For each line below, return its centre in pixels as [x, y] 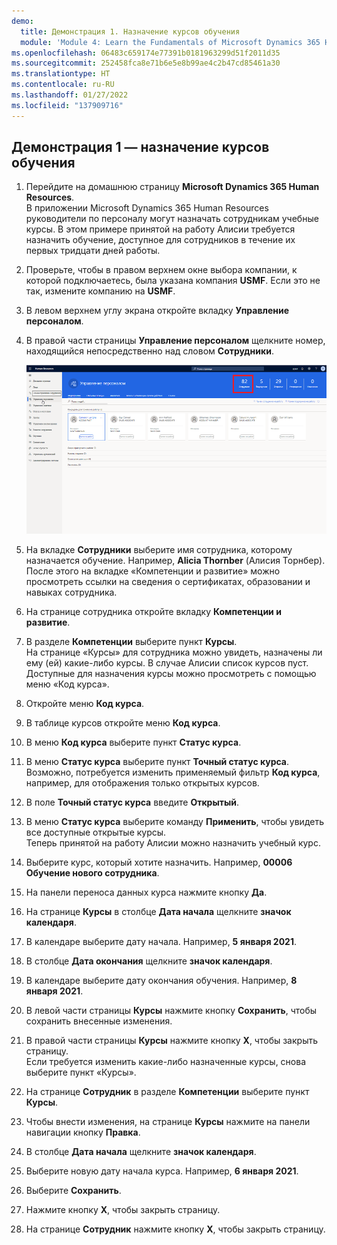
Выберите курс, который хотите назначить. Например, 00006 [159, 862]
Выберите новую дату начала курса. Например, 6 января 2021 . [162, 1171]
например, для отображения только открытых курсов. [142, 782]
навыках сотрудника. [71, 592]
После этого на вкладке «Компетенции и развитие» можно [153, 571]
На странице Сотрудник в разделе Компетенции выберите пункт [167, 1091]
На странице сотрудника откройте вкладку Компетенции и [153, 611]
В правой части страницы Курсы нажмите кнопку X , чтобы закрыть [171, 1040]
